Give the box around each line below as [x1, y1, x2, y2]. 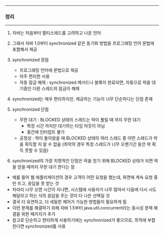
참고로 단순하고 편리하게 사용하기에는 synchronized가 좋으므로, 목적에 [12, 217, 146, 223]
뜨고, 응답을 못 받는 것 [17, 181, 60, 187]
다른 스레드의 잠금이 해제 [32, 86, 80, 92]
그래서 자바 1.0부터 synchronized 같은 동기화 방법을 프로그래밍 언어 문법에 [12, 40, 155, 47]
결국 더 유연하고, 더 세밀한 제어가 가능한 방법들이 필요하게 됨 [12, 199, 127, 205]
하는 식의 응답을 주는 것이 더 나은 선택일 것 [29, 193, 110, 199]
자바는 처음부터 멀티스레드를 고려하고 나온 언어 [12, 30, 101, 36]
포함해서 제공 [12, 47, 38, 52]
